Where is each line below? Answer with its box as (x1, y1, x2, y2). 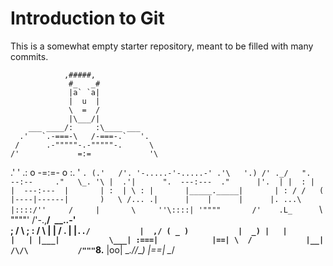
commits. (10, 50, 49, 62)
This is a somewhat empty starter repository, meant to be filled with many (10, 40, 314, 52)
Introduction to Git (10, 7, 165, 30)
